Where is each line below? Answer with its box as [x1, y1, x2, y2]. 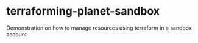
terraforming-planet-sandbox [6, 4, 160, 18]
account [6, 30, 27, 38]
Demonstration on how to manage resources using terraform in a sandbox [6, 24, 192, 31]
